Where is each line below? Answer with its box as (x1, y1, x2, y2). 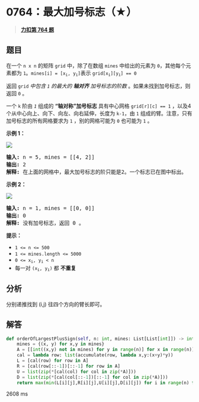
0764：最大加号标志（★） (6, 5, 137, 19)
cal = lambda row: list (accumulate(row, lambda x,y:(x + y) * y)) (17, 352, 174, 358)
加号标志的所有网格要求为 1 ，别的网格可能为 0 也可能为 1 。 (6, 117, 153, 124)
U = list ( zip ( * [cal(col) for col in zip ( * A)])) (17, 368, 136, 375)
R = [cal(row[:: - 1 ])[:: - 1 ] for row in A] (17, 363, 120, 369)
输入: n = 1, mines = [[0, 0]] (6, 205, 95, 212)
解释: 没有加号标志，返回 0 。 (6, 220, 85, 227)
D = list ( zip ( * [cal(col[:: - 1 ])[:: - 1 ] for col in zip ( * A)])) (17, 374, 168, 380)
